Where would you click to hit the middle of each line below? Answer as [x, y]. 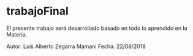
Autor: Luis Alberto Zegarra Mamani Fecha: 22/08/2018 [76, 46]
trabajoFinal [37, 11]
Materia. [17, 34]
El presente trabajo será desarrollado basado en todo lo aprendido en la [97, 28]
